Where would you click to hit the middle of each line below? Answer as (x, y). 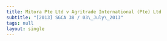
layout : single (26, 29)
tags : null (20, 23)
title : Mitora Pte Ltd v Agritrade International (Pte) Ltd (84, 12)
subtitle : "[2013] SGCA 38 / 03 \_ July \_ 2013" (65, 17)
